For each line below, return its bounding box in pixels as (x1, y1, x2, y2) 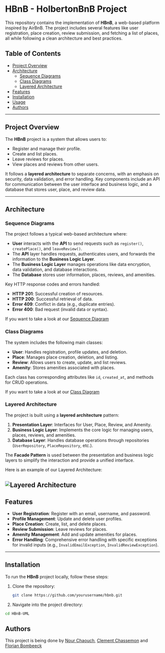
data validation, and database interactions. (12, 266, 99, 273)
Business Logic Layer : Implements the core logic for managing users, (12, 427, 154, 433)
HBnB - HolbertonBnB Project (5, 3, 127, 15)
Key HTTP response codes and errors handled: (5, 281, 101, 287)
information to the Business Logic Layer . (12, 256, 95, 262)
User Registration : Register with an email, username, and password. (12, 511, 151, 517)
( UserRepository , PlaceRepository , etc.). (12, 443, 93, 448)
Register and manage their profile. (12, 146, 82, 152)
